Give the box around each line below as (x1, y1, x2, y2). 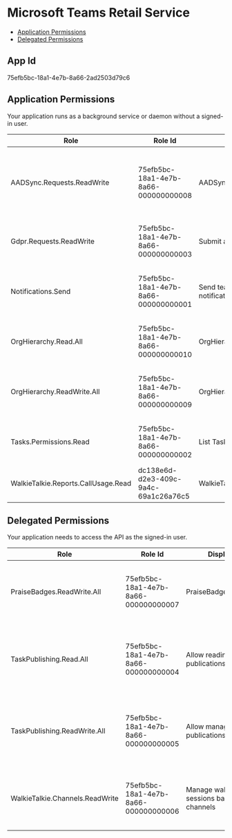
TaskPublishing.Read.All (10, 655, 88, 664)
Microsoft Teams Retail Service (7, 5, 190, 21)
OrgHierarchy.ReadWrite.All (10, 387, 100, 396)
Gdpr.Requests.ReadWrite (10, 236, 95, 246)
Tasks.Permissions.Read (10, 437, 90, 447)
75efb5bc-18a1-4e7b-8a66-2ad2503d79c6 (7, 73, 130, 82)
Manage (186, 785, 213, 794)
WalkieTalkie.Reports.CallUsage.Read (10, 478, 132, 488)
